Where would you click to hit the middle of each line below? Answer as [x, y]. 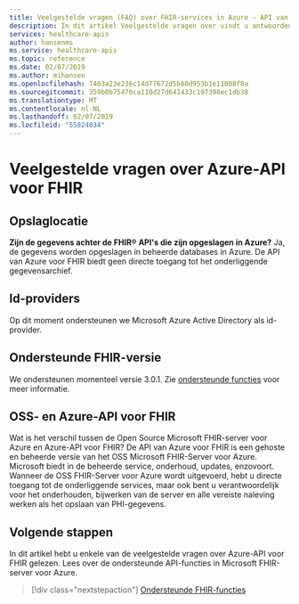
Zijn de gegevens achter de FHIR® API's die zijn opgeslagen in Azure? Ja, [147, 242]
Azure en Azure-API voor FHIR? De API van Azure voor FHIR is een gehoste [147, 447]
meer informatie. [40, 388]
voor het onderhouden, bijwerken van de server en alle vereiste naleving [142, 494]
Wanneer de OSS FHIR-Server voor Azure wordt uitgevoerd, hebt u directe [145, 476]
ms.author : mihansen [48, 76]
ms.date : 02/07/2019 [48, 68]
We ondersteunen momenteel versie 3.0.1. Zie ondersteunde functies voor [145, 379]
